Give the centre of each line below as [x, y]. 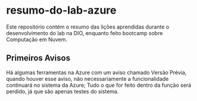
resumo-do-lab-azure [61, 10]
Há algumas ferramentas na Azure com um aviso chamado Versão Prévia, [96, 72]
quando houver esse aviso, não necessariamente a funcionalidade [87, 78]
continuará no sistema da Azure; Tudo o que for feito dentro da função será [99, 85]
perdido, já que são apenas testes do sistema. [62, 91]
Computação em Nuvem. [37, 39]
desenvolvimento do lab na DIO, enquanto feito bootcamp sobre [85, 33]
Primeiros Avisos [38, 58]
